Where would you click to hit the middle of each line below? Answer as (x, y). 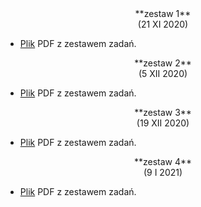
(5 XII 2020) (163, 73)
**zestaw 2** (163, 63)
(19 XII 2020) (163, 123)
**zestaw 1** (163, 13)
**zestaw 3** (163, 112)
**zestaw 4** (163, 161)
